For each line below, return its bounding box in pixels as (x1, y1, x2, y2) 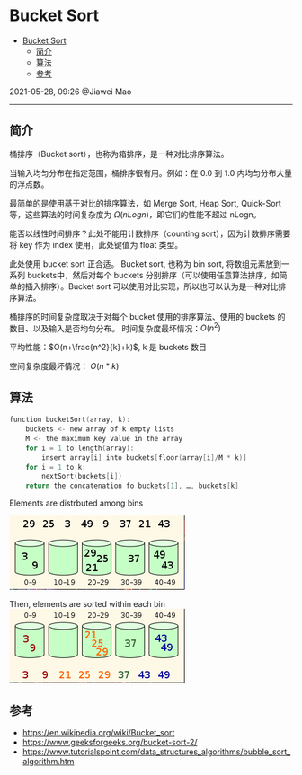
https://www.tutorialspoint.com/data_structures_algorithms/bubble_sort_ (22, 746, 291, 757)
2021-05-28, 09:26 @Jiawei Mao (9, 86, 132, 97)
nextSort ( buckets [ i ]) (41, 472, 123, 481)
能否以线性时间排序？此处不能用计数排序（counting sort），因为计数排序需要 (9, 228, 291, 239)
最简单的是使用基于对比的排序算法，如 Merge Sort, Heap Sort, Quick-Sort (9, 198, 281, 208)
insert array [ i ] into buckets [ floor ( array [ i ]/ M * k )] (41, 453, 247, 462)
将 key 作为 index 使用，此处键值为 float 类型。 (9, 239, 183, 250)
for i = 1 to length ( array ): (25, 444, 135, 453)
